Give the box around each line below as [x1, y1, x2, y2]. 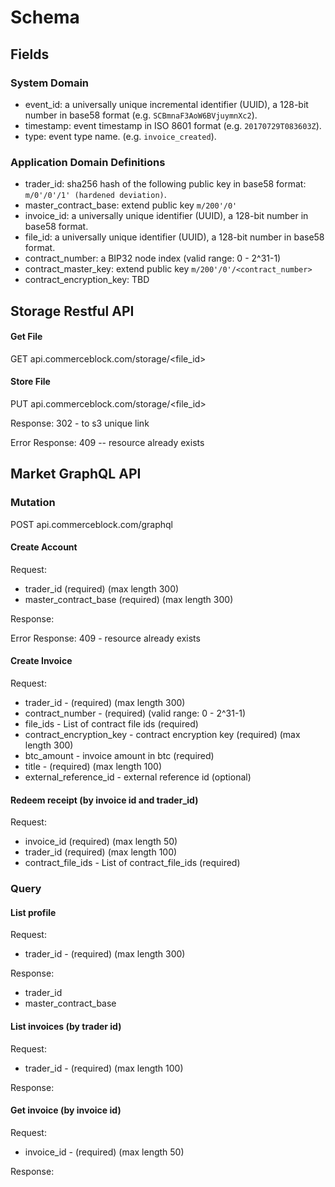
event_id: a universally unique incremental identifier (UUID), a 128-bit [24, 98, 309, 110]
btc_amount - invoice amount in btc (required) [24, 750, 215, 762]
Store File [10, 376, 51, 388]
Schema [10, 6, 80, 29]
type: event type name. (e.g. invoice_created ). [24, 130, 217, 142]
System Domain [10, 76, 89, 90]
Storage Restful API [10, 302, 135, 320]
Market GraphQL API [10, 466, 142, 483]
